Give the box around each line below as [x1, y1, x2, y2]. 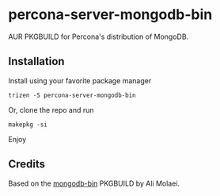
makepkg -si [8, 121, 47, 129]
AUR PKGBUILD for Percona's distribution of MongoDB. [8, 32, 189, 41]
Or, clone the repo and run [8, 105, 94, 114]
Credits [8, 157, 46, 171]
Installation [8, 55, 65, 68]
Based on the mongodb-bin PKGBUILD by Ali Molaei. [8, 179, 180, 188]
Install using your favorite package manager [8, 75, 152, 85]
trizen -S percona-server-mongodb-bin [8, 91, 136, 99]
